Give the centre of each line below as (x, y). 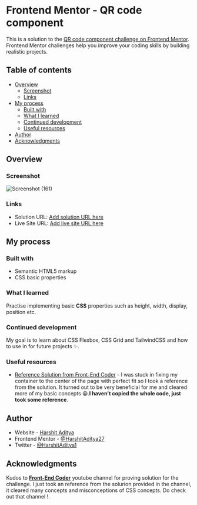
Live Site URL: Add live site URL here (59, 223)
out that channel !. (28, 496)
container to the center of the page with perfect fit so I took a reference (101, 381)
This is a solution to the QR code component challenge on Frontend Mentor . (98, 39)
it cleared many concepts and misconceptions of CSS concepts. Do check (96, 490)
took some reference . (41, 400)
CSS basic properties (40, 278)
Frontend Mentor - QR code (74, 10)
